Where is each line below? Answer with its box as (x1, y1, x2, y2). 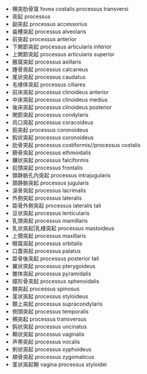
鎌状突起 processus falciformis (11, 157, 89, 163)
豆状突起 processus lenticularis (11, 209, 90, 217)
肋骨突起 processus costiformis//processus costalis (11, 142, 141, 148)
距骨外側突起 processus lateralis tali (11, 202, 102, 209)
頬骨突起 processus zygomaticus (11, 353, 95, 360)
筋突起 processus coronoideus (11, 126, 89, 133)
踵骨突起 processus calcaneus (11, 66, 88, 73)
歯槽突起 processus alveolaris (11, 28, 87, 35)
